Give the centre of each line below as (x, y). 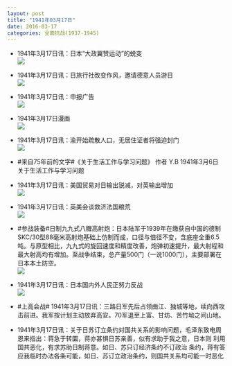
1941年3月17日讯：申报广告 (56, 97)
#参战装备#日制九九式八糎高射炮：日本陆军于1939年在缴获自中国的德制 (119, 229)
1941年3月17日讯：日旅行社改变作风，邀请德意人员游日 (95, 75)
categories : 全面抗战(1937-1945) (53, 33)
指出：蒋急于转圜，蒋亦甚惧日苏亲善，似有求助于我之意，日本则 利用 (127, 339)
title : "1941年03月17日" (42, 20)
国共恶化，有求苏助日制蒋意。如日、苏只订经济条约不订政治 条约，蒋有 (118, 347)
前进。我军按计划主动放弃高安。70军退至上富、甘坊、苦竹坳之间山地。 (124, 315)
